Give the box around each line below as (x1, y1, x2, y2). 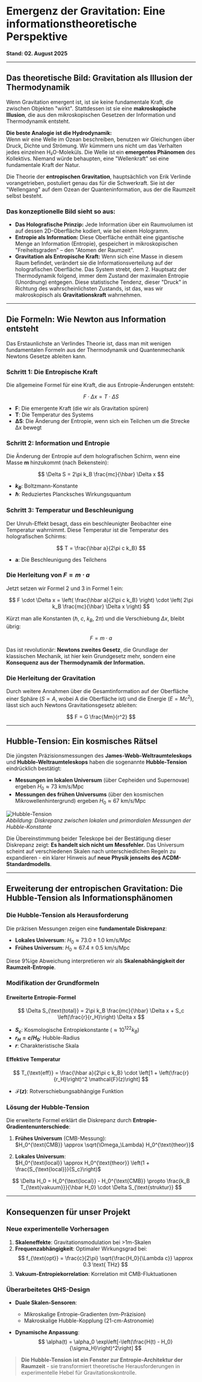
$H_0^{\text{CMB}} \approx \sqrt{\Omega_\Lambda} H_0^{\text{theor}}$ (14, 1141, 194, 1149)
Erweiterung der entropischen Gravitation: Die (6, 884, 183, 894)
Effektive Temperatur (6, 1056, 61, 1063)
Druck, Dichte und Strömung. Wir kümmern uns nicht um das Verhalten (6, 142, 182, 149)
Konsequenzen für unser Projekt (6, 1207, 131, 1217)
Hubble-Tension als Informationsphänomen (6, 893, 173, 903)
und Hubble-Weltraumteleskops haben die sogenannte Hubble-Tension (6, 758, 188, 766)
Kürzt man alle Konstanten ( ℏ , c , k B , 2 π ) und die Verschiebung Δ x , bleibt (6, 615, 185, 623)
